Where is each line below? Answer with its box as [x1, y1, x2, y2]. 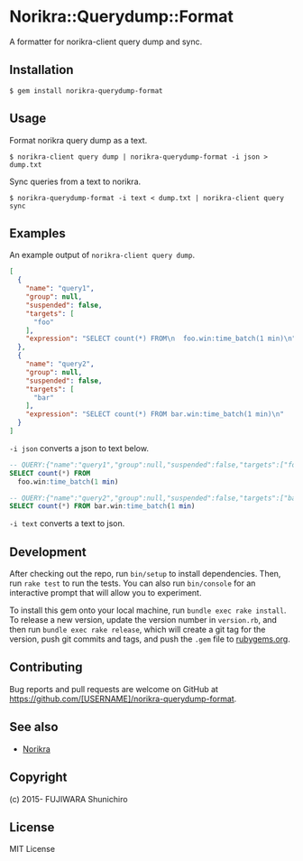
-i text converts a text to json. [9, 518, 125, 529]
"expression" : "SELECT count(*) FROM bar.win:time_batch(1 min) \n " [25, 410, 284, 419]
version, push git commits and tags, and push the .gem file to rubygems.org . [9, 634, 291, 644]
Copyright [9, 770, 68, 785]
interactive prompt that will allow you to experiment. [9, 588, 202, 598]
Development [9, 544, 87, 560]
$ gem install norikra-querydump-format [9, 86, 164, 96]
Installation [9, 62, 74, 78]
